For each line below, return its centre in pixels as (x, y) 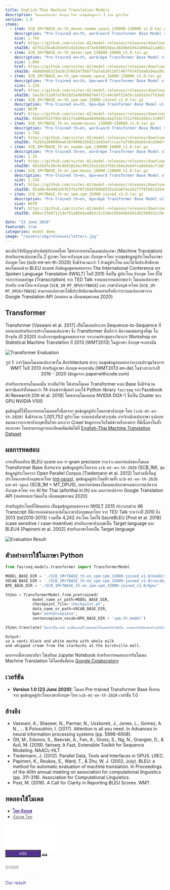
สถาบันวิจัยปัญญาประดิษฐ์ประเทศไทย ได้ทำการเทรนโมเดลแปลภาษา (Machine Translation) (84, 251)
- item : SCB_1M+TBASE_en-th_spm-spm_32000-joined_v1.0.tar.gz (77, 100)
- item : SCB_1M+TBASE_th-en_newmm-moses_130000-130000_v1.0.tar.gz (82, 123)
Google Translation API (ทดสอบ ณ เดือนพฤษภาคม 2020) (59, 296)
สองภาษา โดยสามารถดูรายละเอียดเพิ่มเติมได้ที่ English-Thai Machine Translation (78, 428)
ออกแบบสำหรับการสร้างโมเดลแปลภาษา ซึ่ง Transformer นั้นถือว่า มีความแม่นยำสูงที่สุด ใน (82, 331)
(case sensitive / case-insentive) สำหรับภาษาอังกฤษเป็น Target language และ (80, 523)
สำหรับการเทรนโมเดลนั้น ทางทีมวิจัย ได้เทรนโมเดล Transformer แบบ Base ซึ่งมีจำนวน (80, 384)
